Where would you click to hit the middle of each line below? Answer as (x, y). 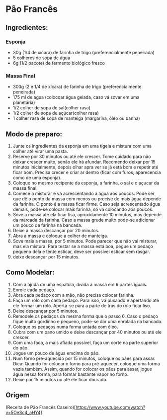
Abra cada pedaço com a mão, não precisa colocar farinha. (74, 295)
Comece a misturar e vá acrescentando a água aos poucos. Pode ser (83, 193)
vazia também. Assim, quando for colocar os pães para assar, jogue (82, 369)
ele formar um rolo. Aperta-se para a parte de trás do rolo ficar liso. (82, 305)
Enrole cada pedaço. (34, 290)
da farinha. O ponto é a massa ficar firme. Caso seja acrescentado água (86, 204)
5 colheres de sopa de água (42, 58)
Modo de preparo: (34, 134)
